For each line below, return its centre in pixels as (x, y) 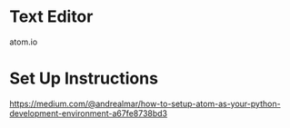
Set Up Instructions (84, 79)
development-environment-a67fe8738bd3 (89, 113)
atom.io (24, 42)
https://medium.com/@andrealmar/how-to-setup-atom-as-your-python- (145, 103)
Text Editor (51, 17)
